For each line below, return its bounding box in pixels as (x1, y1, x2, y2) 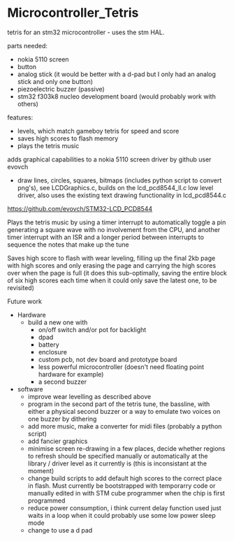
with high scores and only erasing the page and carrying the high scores (7, 261, 217, 270)
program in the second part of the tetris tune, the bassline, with (27, 400, 210, 408)
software (17, 384, 43, 393)
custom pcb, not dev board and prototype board (38, 355, 177, 363)
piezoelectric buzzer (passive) (17, 85, 105, 93)
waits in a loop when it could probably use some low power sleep (27, 511, 216, 519)
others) (17, 99, 38, 108)
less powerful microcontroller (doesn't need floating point (38, 362, 205, 371)
